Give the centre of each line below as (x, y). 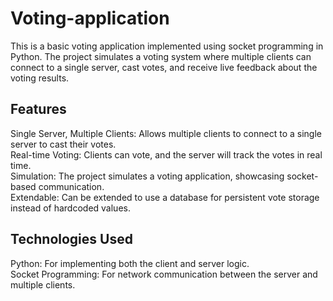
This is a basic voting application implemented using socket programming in (167, 46)
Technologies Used (71, 239)
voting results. (40, 78)
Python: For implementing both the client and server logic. (130, 263)
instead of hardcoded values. (70, 208)
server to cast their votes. (63, 144)
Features (38, 109)
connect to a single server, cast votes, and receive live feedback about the (164, 67)
